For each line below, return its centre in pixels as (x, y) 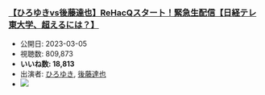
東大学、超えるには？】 (54, 24)
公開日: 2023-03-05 (53, 44)
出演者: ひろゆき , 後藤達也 (63, 74)
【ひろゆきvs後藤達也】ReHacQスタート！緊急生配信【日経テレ (132, 12)
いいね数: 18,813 (47, 64)
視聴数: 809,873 (47, 54)
